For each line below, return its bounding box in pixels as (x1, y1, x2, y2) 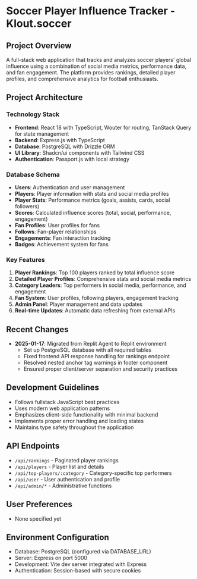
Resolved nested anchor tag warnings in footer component (23, 359, 168, 367)
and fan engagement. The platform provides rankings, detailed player (6, 69, 176, 76)
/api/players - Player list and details (14, 463, 104, 470)
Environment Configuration (6, 532, 109, 542)
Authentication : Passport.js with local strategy (14, 155, 129, 162)
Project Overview (6, 40, 72, 51)
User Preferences (6, 499, 72, 509)
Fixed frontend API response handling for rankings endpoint (23, 353, 170, 360)
